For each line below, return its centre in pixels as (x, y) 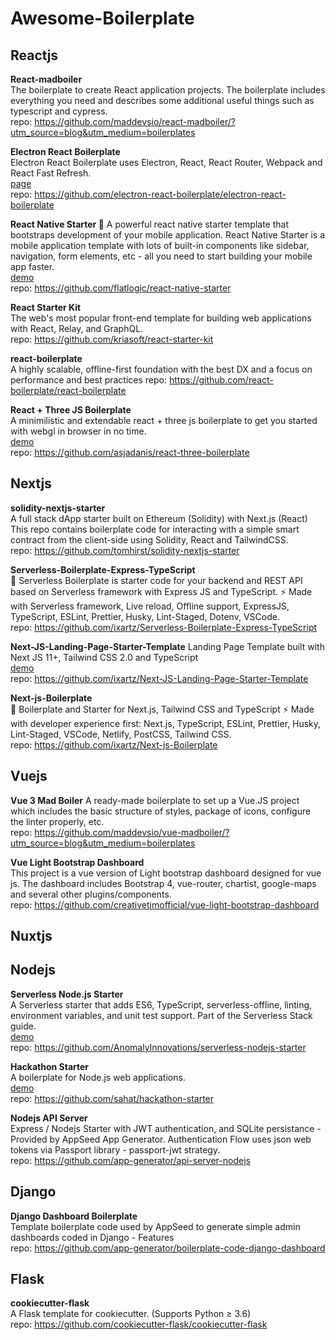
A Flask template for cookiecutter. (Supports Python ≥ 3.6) (131, 1314)
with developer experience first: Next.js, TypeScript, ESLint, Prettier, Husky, (166, 723)
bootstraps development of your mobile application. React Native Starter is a (168, 235)
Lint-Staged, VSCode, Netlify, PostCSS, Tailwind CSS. (121, 734)
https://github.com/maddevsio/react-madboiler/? (135, 121)
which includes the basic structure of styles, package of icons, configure (161, 811)
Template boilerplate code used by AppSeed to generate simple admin (155, 1226)
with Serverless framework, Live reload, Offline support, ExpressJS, (150, 606)
